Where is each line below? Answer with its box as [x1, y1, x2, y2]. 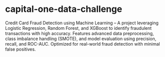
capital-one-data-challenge [5, 3, 122, 15]
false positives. [5, 46, 36, 52]
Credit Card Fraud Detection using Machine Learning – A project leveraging [5, 20, 159, 26]
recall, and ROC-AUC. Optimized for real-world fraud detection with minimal [5, 41, 160, 47]
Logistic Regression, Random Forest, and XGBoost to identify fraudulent [5, 25, 152, 31]
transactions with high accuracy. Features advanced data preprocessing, [5, 30, 154, 36]
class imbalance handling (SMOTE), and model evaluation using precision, [5, 36, 157, 42]
